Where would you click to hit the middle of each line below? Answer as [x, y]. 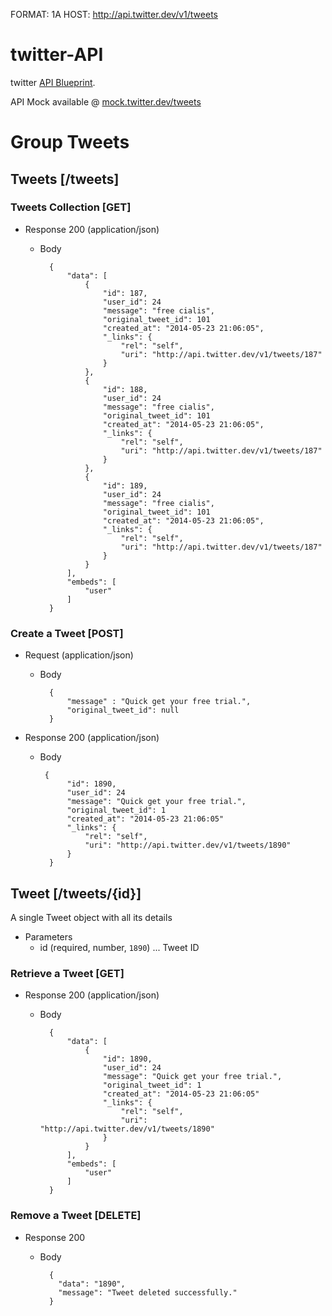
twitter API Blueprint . [53, 82]
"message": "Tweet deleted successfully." [148, 1292]
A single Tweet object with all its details [91, 917]
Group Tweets [70, 142]
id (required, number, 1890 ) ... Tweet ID [119, 947]
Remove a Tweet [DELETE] [76, 1216]
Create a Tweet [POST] [67, 633]
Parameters [48, 936]
